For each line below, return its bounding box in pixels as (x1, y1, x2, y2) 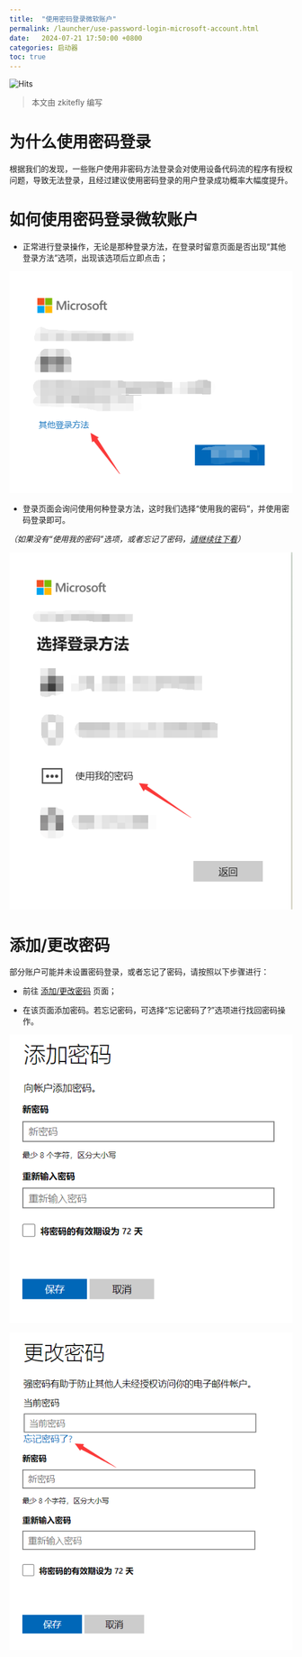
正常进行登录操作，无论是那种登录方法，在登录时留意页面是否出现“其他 (22, 242, 286, 252)
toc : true (9, 52, 47, 62)
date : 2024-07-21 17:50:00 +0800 (9, 33, 143, 42)
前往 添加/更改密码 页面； (22, 985, 117, 996)
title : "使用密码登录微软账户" (9, 14, 117, 23)
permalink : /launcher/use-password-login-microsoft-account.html (9, 23, 259, 33)
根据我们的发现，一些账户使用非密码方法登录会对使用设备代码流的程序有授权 (9, 163, 293, 175)
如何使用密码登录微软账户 (9, 210, 200, 230)
